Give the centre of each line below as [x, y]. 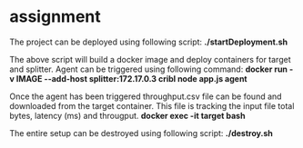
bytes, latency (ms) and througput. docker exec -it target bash [127, 115]
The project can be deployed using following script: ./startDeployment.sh [149, 42]
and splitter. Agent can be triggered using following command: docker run [149, 69]
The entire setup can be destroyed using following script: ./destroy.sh [141, 133]
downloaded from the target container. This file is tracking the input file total [152, 105]
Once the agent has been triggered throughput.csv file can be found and [146, 96]
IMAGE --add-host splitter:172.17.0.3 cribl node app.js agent [131, 78]
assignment [56, 17]
